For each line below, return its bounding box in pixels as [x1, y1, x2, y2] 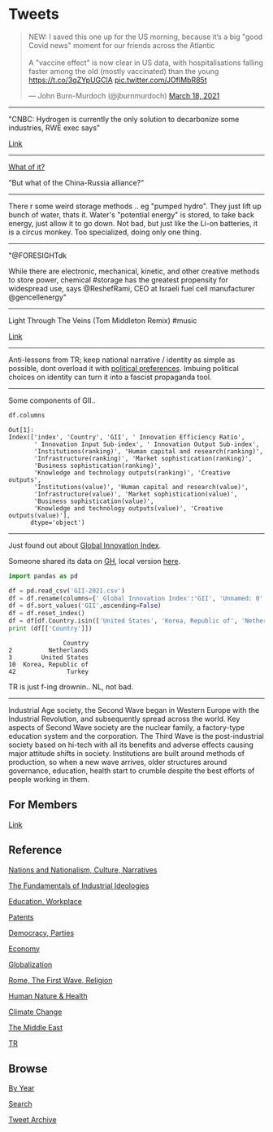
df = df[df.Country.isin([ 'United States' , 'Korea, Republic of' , [8, 617, 238, 625]
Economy [8, 943, 41, 953]
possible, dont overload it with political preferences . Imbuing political [8, 363, 240, 373]
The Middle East [8, 1022, 63, 1032]
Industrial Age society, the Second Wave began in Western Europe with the [8, 705, 260, 715]
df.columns [8, 411, 45, 419]
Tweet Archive [8, 1115, 57, 1125]
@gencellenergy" [8, 292, 67, 302]
